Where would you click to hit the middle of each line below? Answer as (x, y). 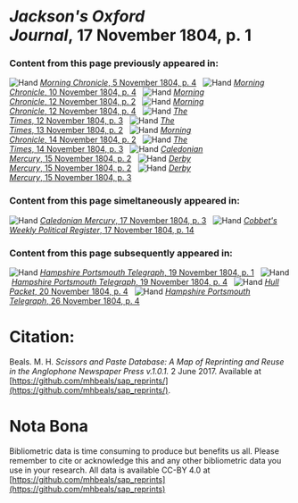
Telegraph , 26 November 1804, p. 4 (74, 301)
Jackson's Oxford (77, 17)
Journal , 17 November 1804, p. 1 (131, 35)
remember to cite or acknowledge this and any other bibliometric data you (145, 460)
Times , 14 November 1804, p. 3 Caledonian (106, 149)
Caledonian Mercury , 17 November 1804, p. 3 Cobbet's (159, 220)
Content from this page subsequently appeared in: (121, 253)
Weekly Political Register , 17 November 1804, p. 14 (102, 230)
